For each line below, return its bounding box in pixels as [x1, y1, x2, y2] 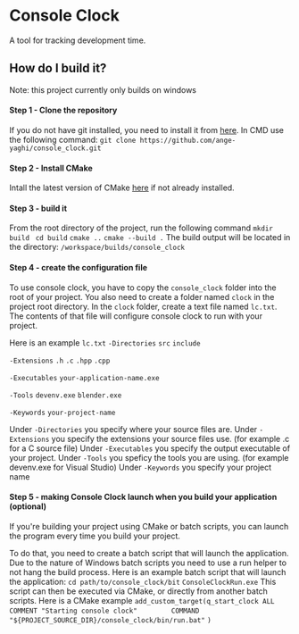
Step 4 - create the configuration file [9, 262, 148, 272]
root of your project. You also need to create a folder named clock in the [9, 291, 275, 302]
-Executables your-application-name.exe [9, 373, 160, 382]
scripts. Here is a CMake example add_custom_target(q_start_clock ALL [9, 595, 275, 605]
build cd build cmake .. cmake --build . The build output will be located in [9, 232, 291, 243]
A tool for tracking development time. [9, 35, 146, 46]
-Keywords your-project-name [9, 408, 116, 417]
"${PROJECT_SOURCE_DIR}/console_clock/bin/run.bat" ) [9, 615, 212, 625]
